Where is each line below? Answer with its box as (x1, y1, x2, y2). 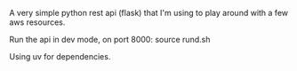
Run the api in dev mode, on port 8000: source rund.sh (9, 35, 211, 44)
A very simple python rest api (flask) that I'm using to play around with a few (9, 8, 289, 18)
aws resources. (9, 17, 66, 28)
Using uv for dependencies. (9, 51, 111, 61)
